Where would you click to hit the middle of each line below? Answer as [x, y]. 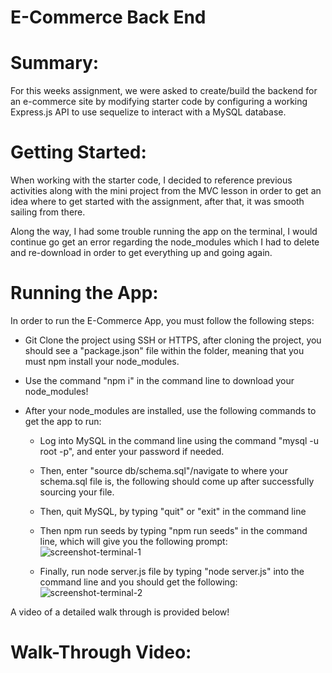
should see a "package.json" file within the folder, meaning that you [164, 350]
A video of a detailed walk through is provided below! [120, 612]
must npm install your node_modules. [102, 361]
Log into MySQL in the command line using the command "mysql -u [179, 440]
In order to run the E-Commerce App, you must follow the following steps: [162, 320]
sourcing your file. [77, 492]
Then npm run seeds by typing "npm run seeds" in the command [173, 530]
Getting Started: [78, 152]
